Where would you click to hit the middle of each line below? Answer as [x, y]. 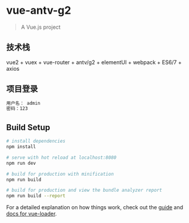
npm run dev [21, 163]
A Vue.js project [41, 27]
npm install [21, 147]
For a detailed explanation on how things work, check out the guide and [95, 207]
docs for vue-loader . [31, 214]
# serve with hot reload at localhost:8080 [61, 157]
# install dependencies [36, 141]
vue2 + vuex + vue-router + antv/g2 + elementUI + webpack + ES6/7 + [94, 62]
